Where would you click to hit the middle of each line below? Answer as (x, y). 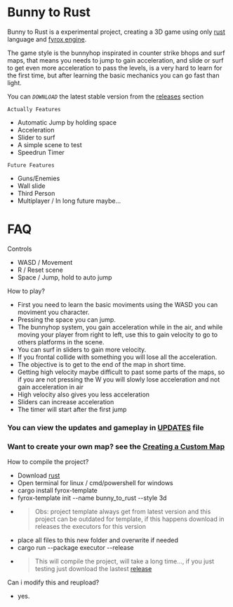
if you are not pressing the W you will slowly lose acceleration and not (118, 379)
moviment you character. (53, 312)
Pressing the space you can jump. (66, 319)
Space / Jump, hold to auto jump (65, 277)
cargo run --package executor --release (76, 548)
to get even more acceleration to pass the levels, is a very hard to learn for (115, 68)
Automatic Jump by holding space (67, 122)
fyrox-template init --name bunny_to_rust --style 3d (92, 498)
